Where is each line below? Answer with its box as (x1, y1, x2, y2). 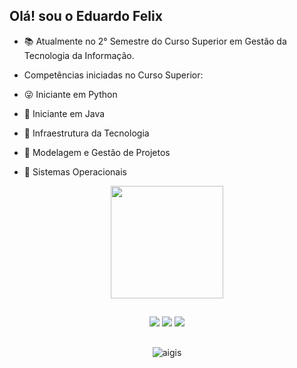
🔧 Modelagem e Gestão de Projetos (23, 146, 171, 158)
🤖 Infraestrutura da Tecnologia (23, 127, 150, 139)
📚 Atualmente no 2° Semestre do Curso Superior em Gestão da (23, 35, 287, 47)
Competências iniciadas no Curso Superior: (23, 69, 204, 81)
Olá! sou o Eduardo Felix (9, 8, 163, 25)
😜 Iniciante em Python (23, 88, 118, 100)
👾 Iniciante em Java (23, 107, 106, 119)
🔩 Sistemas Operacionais (23, 165, 128, 178)
